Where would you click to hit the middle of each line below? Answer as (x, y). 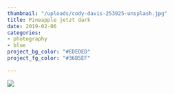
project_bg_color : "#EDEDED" (49, 52)
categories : (24, 33)
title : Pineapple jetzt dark (49, 20)
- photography (28, 39)
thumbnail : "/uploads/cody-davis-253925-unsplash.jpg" (87, 13)
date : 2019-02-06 (32, 26)
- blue (17, 45)
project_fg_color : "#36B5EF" (49, 58)
